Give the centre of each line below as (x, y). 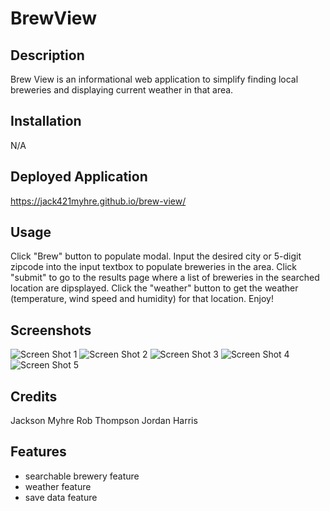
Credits (34, 396)
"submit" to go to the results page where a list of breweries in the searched (165, 278)
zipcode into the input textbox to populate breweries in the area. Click (154, 267)
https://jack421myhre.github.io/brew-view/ (98, 201)
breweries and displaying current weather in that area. (122, 90)
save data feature (61, 497)
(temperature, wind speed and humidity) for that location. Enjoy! (142, 299)
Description (47, 55)
